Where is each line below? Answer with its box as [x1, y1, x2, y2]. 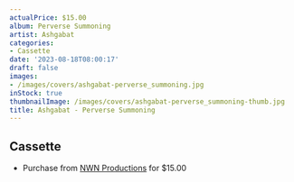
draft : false [9, 64, 59, 73]
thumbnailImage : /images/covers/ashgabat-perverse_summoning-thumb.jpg [9, 96, 285, 106]
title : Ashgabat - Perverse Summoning [9, 105, 156, 114]
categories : [9, 38, 54, 48]
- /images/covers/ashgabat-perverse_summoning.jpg [9, 80, 204, 89]
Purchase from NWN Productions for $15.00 [22, 163, 187, 174]
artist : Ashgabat [9, 30, 75, 39]
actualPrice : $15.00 [9, 13, 88, 23]
